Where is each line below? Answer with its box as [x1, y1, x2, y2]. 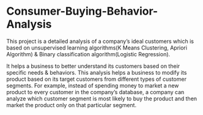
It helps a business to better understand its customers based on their [6, 62, 180, 70]
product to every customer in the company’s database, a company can [6, 88, 185, 95]
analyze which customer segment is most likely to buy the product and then [6, 95, 197, 102]
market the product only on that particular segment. [6, 101, 136, 108]
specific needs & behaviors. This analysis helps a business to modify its [6, 69, 187, 76]
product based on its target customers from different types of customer [6, 75, 186, 83]
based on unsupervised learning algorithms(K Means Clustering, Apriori [6, 44, 188, 51]
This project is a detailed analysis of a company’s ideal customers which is [6, 37, 194, 45]
